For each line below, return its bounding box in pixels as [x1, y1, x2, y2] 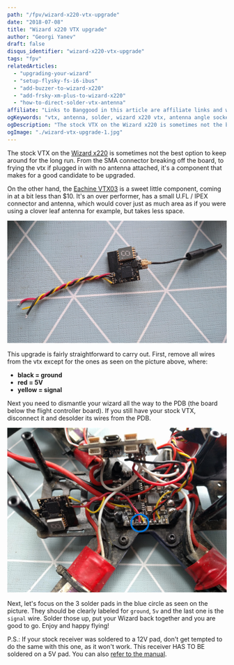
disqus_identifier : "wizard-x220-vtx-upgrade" [7, 48, 145, 55]
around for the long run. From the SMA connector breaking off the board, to [7, 156, 224, 164]
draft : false [7, 40, 45, 48]
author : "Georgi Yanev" [7, 33, 77, 40]
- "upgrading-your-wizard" [13, 70, 92, 77]
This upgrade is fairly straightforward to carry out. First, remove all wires [7, 350, 215, 358]
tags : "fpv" [7, 56, 42, 63]
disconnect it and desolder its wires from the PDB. [7, 414, 151, 422]
